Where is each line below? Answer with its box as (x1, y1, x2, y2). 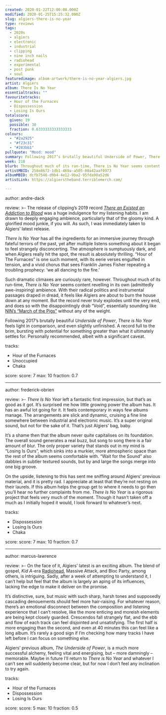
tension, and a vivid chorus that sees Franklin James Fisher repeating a (5, 262, 150, 268)
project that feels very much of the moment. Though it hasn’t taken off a (5, 494, 152, 500)
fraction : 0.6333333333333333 (9, 127, 72, 132)
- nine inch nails (9, 53, 48, 58)
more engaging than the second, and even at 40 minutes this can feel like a (5, 625, 159, 630)
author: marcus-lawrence (5, 553, 57, 559)
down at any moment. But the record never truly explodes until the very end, (5, 298, 161, 303)
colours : (5, 132, 23, 136)
